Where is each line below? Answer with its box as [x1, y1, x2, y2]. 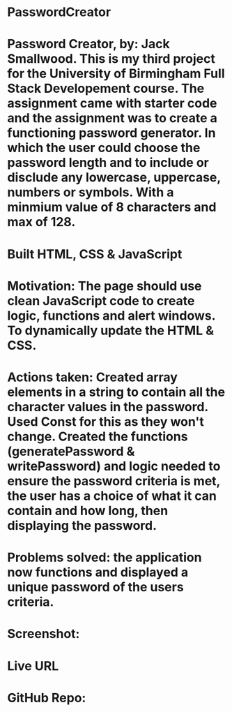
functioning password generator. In [7, 125, 216, 141]
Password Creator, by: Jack [7, 36, 170, 52]
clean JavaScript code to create [7, 292, 195, 309]
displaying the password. [7, 517, 157, 533]
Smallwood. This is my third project [7, 51, 216, 67]
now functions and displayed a [7, 565, 189, 580]
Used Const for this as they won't [7, 413, 204, 429]
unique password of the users [7, 579, 184, 595]
